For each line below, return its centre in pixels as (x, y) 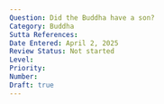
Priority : (28, 69)
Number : (24, 77)
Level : (22, 60)
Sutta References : (44, 34)
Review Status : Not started (62, 52)
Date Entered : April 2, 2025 (64, 43)
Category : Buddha (42, 26)
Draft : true (32, 85)
